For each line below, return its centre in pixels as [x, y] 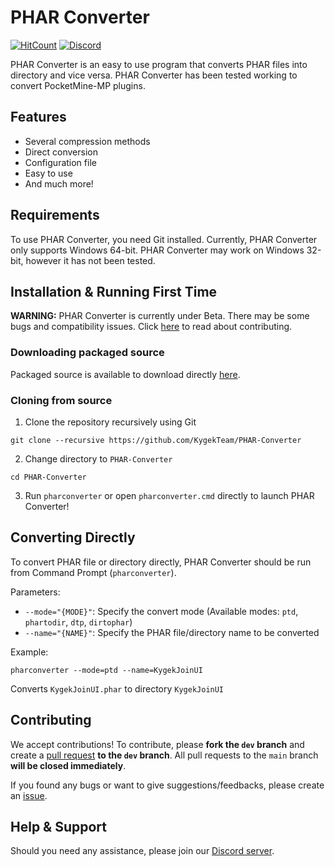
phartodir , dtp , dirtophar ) [78, 622]
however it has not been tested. [90, 260]
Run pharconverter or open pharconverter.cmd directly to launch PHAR [169, 495]
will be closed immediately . [68, 765]
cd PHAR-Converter [48, 477]
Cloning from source [61, 400]
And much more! [59, 183]
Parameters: [35, 592]
